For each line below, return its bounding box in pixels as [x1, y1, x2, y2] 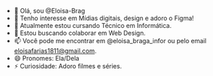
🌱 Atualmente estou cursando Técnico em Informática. [13, 22, 172, 29]
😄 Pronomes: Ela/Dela [13, 54, 79, 62]
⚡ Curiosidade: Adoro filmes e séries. [13, 62, 122, 70]
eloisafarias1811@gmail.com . [13, 47, 97, 55]
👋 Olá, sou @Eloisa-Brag [13, 7, 86, 15]
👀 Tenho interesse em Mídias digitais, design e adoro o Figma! [13, 14, 195, 22]
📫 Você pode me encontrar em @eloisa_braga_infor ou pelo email [13, 37, 207, 45]
